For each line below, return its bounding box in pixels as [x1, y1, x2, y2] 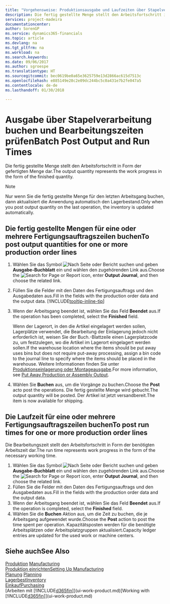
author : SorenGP [5, 26, 39, 31]
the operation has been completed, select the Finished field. [12, 313, 139, 319]
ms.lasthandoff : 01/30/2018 [5, 87, 65, 93]
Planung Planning [5, 571, 42, 577]
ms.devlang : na [5, 41, 37, 46]
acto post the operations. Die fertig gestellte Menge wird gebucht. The [12, 387, 158, 393]
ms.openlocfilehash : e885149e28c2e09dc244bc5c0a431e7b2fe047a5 [5, 78, 142, 83]
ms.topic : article [5, 36, 44, 41]
